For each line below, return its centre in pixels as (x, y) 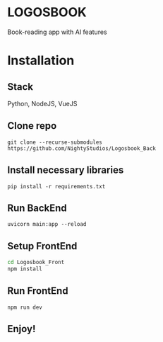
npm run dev (25, 307)
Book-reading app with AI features (57, 32)
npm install (25, 269)
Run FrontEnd (38, 291)
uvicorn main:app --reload (47, 224)
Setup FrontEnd (42, 246)
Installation (41, 61)
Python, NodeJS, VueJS (42, 103)
